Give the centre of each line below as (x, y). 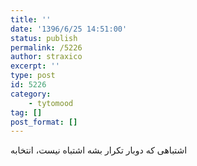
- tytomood (51, 103)
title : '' (31, 19)
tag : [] (26, 112)
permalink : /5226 (46, 47)
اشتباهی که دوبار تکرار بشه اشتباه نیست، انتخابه (99, 150)
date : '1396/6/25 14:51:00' (69, 29)
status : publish (44, 38)
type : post (33, 76)
